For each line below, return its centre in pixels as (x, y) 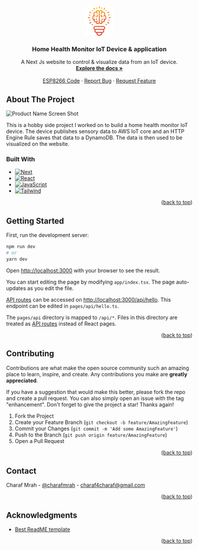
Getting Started (35, 221)
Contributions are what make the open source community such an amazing (98, 368)
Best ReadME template (42, 529)
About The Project (40, 100)
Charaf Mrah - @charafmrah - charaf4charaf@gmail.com (76, 485)
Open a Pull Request (40, 441)
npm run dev (21, 247)
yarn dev (17, 259)
